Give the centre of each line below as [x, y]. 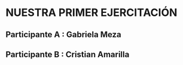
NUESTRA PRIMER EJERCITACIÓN [91, 13]
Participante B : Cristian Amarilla [68, 54]
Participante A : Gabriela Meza [64, 35]
